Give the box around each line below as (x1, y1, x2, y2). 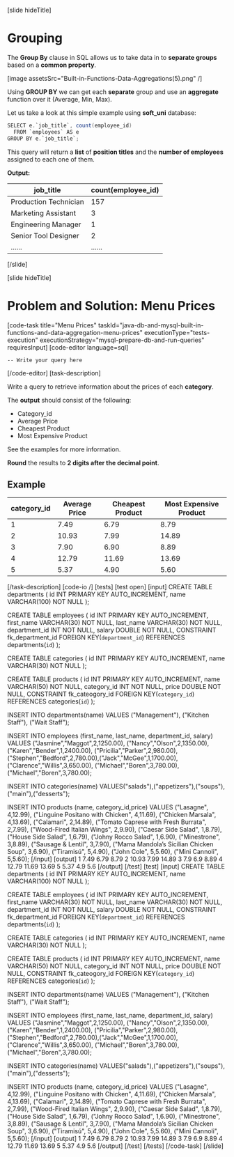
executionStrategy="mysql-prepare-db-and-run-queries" (39, 336, 205, 344)
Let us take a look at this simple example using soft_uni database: (7, 108, 196, 117)
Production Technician (10, 196, 85, 206)
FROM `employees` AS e (13, 128, 79, 135)
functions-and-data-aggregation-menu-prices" (7, 328, 143, 336)
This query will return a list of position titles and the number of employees (7, 148, 224, 156)
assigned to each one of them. (7, 155, 95, 163)
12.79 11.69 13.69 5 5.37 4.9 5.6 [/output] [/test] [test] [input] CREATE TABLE (7, 862, 225, 871)
